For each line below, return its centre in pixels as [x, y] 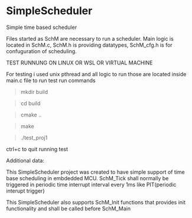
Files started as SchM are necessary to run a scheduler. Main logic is [90, 38]
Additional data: [25, 160]
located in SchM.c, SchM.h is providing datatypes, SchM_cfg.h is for [89, 45]
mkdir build [34, 92]
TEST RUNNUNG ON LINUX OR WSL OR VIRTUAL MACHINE [79, 63]
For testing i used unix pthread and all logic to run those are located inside [96, 74]
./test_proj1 [34, 138]
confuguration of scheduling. [41, 51]
